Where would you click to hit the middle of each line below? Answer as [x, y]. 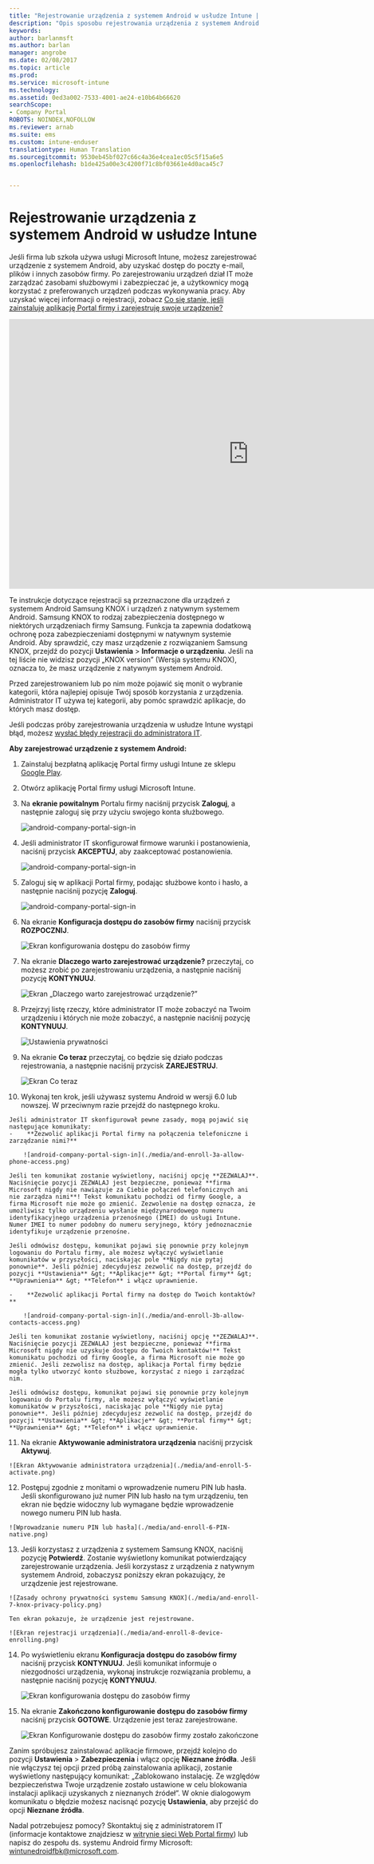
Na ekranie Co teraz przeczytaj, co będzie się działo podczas [122, 1057]
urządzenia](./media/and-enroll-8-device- [152, 1633]
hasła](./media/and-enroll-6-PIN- [173, 1527]
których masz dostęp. [45, 709]
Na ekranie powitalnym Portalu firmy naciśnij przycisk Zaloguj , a [128, 803]
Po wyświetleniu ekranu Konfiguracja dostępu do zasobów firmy [129, 1655]
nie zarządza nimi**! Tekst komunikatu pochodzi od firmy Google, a [125, 1197]
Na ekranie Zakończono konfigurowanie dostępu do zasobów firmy [134, 1711]
